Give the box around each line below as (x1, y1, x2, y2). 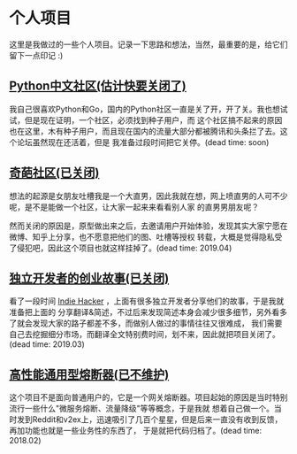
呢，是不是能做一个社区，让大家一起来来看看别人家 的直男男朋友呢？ (9, 201, 259, 212)
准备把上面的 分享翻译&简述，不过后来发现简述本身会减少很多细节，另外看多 (9, 307, 287, 318)
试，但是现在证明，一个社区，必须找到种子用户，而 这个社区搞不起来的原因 (9, 114, 283, 125)
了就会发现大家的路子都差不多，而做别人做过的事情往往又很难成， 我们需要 (9, 318, 283, 328)
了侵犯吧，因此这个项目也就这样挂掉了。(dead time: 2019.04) (9, 242, 232, 253)
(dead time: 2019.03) (9, 339, 86, 350)
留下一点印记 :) (9, 50, 64, 60)
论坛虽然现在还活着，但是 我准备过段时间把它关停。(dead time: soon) (16, 136, 270, 147)
